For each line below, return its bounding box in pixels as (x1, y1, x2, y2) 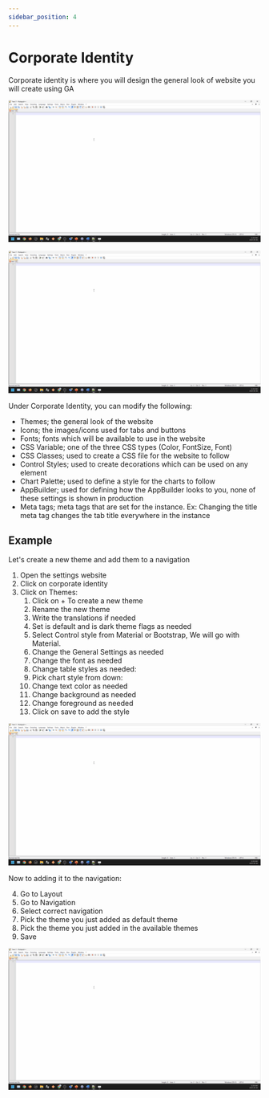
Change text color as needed (31, 681, 128, 691)
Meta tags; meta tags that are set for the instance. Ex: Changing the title (19, 502, 258, 512)
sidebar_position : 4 (8, 13, 78, 21)
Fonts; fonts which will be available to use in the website (19, 434, 206, 443)
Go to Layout (19, 888, 62, 899)
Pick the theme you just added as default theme (19, 914, 179, 924)
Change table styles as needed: (31, 664, 137, 674)
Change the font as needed (31, 655, 122, 666)
